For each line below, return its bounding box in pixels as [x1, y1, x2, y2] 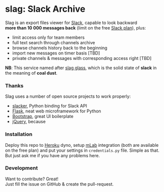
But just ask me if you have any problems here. [5, 152, 100, 158]
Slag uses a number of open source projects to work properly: [5, 93, 131, 99]
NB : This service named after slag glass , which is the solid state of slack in [5, 65, 157, 71]
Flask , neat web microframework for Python [12, 108, 102, 114]
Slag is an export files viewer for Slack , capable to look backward [5, 20, 137, 26]
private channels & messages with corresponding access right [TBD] [12, 55, 152, 61]
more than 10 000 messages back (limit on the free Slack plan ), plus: [5, 25, 146, 30]
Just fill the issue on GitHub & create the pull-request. [5, 181, 114, 187]
